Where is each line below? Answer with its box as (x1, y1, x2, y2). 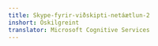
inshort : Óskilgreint (8, 19, 80, 27)
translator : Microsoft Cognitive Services (8, 26, 150, 34)
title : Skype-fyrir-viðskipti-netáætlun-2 (8, 11, 150, 19)
